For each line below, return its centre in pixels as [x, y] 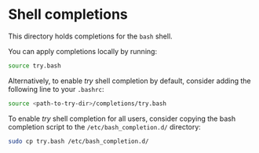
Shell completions [68, 15]
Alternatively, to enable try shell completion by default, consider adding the [129, 81]
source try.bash [35, 66]
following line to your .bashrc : [56, 89]
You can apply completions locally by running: [83, 51]
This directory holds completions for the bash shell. [90, 36]
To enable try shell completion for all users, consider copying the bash [122, 118]
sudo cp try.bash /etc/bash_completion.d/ [78, 141]
